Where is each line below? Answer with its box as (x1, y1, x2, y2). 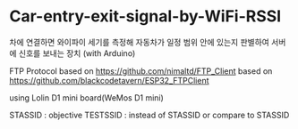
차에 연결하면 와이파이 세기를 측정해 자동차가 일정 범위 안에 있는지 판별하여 (9, 36, 270, 47)
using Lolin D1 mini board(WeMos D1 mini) (9, 92, 164, 103)
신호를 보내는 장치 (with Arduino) (18, 47, 136, 59)
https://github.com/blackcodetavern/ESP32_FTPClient (9, 75, 209, 85)
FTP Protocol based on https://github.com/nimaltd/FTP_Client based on (9, 65, 273, 77)
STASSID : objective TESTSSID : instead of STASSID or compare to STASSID (9, 109, 290, 120)
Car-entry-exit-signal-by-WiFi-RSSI (9, 6, 282, 27)
